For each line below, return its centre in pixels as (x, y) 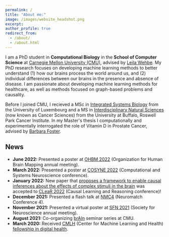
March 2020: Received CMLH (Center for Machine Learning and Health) (88, 223)
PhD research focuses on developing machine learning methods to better (81, 68)
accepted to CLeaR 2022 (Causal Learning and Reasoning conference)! (87, 191)
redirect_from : (21, 33)
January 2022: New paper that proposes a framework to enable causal (87, 181)
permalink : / (19, 10)
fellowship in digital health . (40, 229)
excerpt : (14, 24)
